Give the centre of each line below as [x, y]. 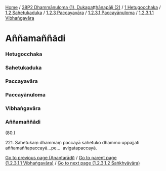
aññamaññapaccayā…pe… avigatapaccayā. [51, 148]
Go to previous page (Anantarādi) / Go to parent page [61, 158]
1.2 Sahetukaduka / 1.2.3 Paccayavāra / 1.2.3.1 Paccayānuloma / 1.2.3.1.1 [80, 13]
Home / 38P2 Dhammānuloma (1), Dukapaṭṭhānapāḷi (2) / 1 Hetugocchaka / [83, 7]
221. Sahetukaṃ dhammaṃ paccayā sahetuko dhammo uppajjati [72, 143]
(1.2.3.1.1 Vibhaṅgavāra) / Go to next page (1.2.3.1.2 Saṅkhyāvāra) [73, 163]
